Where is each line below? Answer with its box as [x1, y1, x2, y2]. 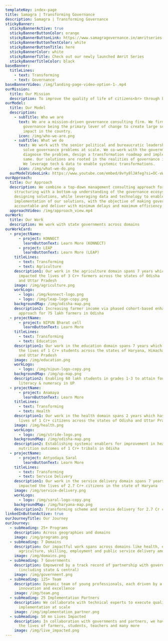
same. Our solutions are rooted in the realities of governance [23, 157, 160, 162]
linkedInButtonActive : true [5, 511, 64, 517]
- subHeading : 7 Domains [9, 539, 61, 545]
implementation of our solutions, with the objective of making [14, 199, 151, 204]
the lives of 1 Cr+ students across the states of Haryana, [18, 348, 146, 353]
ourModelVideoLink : [9, 171, 50, 176]
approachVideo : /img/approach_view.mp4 [9, 208, 93, 213]
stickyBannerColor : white [9, 49, 64, 54]
